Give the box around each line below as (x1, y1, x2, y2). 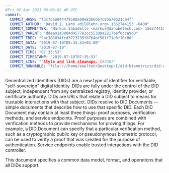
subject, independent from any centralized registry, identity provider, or (5, 88, 153, 94)
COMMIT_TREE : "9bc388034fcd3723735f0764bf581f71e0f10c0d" (10, 36, 134, 41)
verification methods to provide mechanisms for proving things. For (5, 121, 145, 127)
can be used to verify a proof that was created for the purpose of (5, 137, 140, 143)
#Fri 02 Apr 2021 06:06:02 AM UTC (5, 7, 78, 13)
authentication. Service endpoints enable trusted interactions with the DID (5, 142, 158, 148)
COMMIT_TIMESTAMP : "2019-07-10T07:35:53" (10, 54, 98, 60)
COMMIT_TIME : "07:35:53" (10, 49, 62, 54)
